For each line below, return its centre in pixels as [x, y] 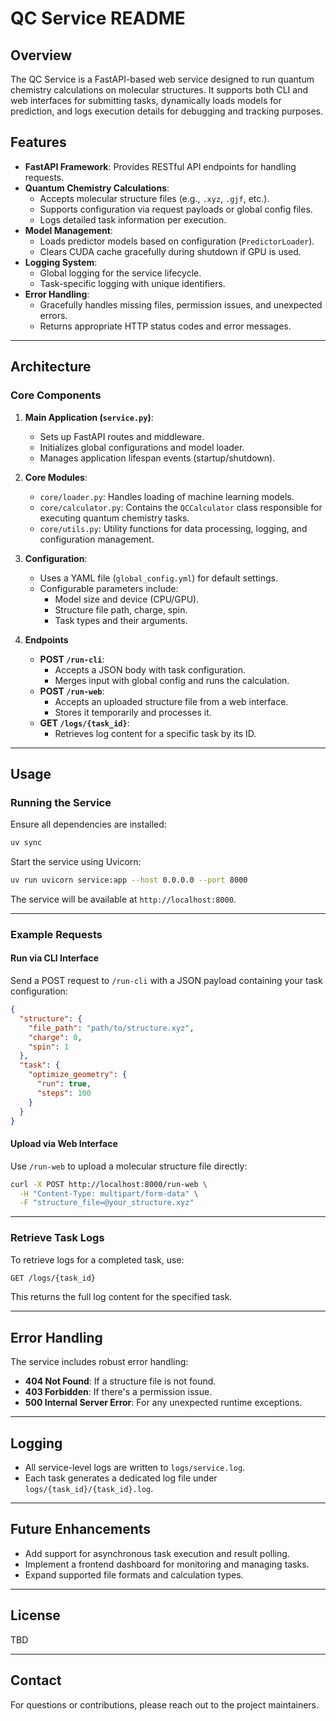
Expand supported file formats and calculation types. [134, 1574]
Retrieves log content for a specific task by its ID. [155, 733]
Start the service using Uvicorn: [76, 862]
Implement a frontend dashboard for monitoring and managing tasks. [167, 1564]
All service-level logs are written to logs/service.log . [135, 1468]
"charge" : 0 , [55, 1037]
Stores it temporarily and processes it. [133, 712]
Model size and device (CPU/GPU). [127, 599]
